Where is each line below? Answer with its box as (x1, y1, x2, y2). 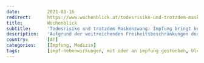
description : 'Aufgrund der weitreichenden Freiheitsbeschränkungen (6, 31, 189, 37)
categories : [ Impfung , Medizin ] (6, 43, 97, 49)
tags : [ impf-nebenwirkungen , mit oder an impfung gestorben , (6, 48, 189, 54)
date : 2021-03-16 (6, 8, 75, 15)
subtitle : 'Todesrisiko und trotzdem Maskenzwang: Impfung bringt (6, 25, 191, 32)
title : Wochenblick (6, 20, 78, 26)
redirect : (6, 14, 32, 20)
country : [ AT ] (6, 37, 59, 43)
